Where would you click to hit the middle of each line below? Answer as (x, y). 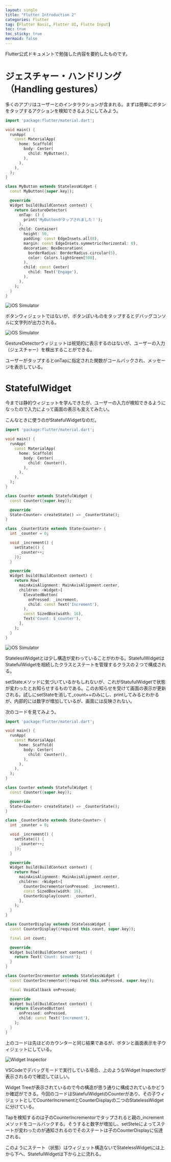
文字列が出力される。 (36, 323)
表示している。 (30, 367)
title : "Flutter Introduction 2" (41, 15)
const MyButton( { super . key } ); (42, 192)
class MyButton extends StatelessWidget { (51, 187)
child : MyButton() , (49, 154)
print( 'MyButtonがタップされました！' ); (63, 220)
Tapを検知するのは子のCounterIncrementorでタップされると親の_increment (85, 1117)
